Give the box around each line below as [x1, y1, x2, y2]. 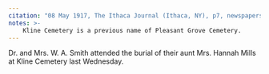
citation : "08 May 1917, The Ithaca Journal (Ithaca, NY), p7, [8, 11, 224, 20]
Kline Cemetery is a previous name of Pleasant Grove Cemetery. [22, 26, 242, 34]
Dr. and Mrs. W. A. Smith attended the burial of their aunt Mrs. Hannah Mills [8, 49, 256, 58]
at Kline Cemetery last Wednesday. [8, 56, 124, 66]
